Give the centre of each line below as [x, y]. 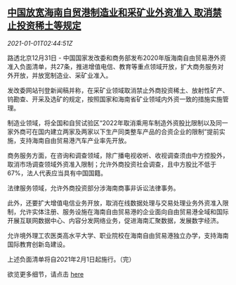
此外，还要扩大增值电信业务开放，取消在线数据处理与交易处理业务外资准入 [115, 203]
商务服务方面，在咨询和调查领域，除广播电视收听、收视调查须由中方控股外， [118, 155]
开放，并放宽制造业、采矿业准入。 [63, 75]
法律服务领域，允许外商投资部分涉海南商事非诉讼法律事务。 [93, 188]
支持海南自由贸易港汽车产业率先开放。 [75, 140]
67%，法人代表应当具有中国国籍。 [57, 173]
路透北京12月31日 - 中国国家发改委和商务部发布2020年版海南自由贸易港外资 [117, 58]
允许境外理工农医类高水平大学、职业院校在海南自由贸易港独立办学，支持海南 [118, 235]
